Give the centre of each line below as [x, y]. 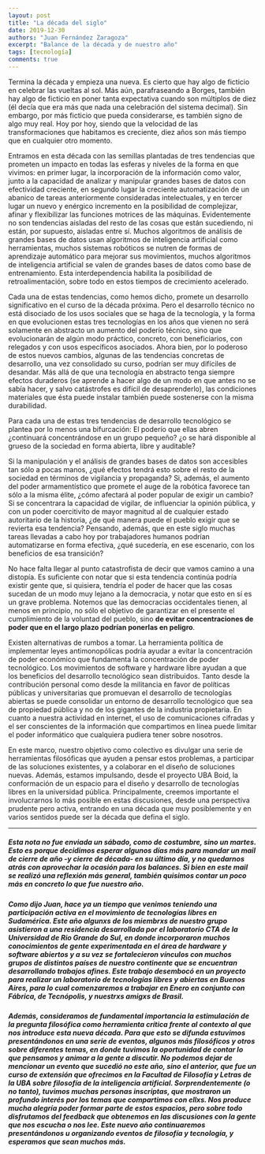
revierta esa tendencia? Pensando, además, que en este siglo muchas [122, 528]
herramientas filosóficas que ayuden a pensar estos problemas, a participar [131, 758]
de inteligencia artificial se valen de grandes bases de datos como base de [130, 264]
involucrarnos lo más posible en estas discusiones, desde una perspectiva [129, 800]
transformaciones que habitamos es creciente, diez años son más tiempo [127, 132]
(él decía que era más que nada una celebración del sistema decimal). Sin [128, 106]
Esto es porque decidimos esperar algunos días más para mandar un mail [132, 851]
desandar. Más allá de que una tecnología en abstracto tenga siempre [121, 372]
